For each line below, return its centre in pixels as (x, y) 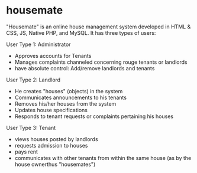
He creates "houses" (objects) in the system (69, 91)
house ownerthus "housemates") (55, 164)
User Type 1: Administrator (38, 44)
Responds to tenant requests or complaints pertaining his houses (94, 116)
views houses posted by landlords (56, 139)
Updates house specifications (51, 110)
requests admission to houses (51, 145)
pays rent (26, 152)
